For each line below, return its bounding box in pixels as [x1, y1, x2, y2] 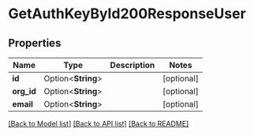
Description [110, 60, 155, 70]
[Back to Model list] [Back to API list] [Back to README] [8, 119, 189, 128]
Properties [8, 36, 62, 50]
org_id [12, 86, 37, 96]
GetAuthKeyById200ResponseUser [8, 5, 246, 23]
